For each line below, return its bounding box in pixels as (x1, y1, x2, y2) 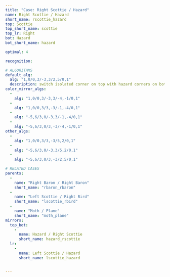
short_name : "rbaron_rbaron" (14, 185, 76, 190)
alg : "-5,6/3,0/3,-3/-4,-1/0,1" (14, 124, 82, 129)
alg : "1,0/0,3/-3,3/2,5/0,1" (10, 77, 71, 82)
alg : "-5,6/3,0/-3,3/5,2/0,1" (14, 148, 78, 153)
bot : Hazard (5, 36, 30, 41)
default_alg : (5, 72, 33, 77)
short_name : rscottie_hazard (5, 17, 67, 22)
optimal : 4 (5, 49, 28, 55)
